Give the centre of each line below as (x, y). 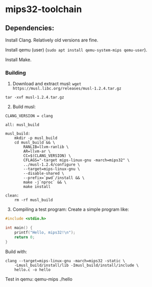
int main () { (19, 228)
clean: (12, 196)
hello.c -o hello (33, 270)
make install (37, 187)
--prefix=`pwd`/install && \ (54, 178)
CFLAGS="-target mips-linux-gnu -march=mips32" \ (77, 160)
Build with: (16, 252)
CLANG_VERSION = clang (29, 116)
